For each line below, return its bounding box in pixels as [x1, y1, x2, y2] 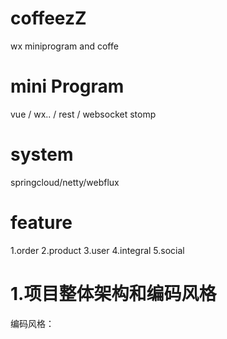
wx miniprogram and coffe [10, 40, 119, 52]
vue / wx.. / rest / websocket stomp [10, 108, 157, 120]
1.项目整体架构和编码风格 [10, 282, 217, 305]
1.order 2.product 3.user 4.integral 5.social [10, 244, 185, 256]
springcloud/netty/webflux [10, 176, 120, 188]
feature [10, 212, 73, 234]
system [10, 143, 74, 166]
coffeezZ [10, 7, 87, 30]
